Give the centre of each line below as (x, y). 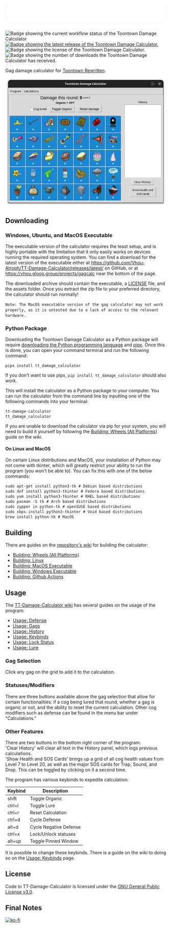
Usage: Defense (30, 621)
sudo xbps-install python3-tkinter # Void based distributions (74, 512)
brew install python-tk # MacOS (40, 517)
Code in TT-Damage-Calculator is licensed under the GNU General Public (82, 886)
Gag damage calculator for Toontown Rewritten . (56, 71)
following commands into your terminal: (47, 402)
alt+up (14, 841)
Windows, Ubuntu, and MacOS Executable (59, 235)
